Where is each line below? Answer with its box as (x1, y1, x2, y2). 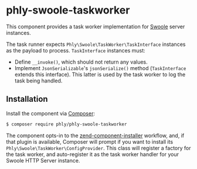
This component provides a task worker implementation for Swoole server (6, 23, 185, 30)
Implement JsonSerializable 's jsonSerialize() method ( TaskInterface (14, 64, 186, 71)
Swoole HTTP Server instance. (6, 157, 80, 164)
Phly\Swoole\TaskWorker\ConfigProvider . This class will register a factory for (6, 144, 191, 151)
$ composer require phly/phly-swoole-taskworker (6, 121, 127, 127)
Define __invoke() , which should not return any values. (14, 58, 148, 65)
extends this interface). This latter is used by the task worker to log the (14, 71, 186, 78)
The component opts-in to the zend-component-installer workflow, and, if (6, 132, 185, 139)
